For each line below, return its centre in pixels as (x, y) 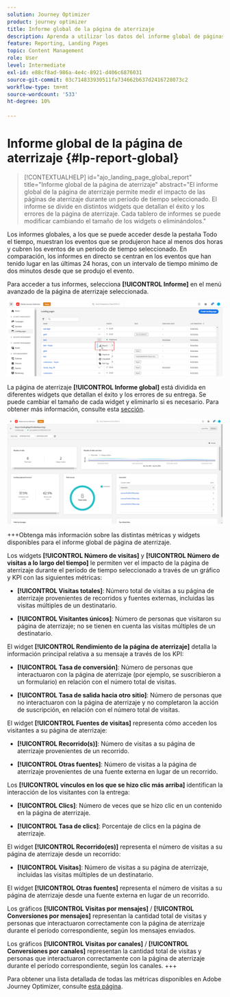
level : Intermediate (37, 65)
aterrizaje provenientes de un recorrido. (73, 751)
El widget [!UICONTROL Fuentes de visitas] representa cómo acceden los (112, 723)
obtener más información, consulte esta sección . (76, 409)
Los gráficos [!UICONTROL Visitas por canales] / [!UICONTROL (98, 944)
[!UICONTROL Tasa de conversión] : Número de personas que (105, 667)
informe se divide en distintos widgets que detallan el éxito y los (114, 206)
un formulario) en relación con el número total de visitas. (97, 682)
